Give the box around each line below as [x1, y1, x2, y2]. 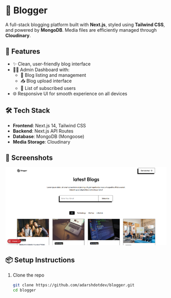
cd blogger [12, 288, 36, 293]
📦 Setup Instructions [5, 256, 75, 265]
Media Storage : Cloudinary [12, 139, 71, 145]
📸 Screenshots [5, 153, 53, 162]
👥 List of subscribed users [20, 85, 76, 91]
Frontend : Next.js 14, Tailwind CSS [12, 122, 86, 128]
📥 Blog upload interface [20, 78, 72, 84]
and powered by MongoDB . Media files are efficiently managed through [5, 27, 157, 33]
